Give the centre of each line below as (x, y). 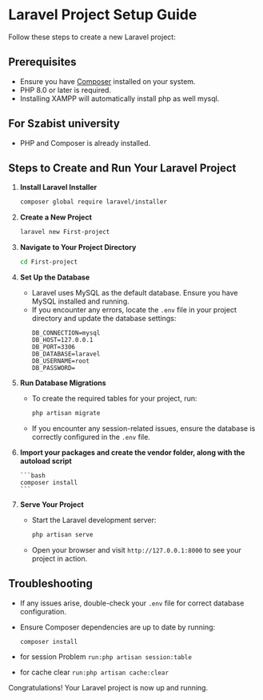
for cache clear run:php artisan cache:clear (94, 672)
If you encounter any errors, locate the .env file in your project (134, 310)
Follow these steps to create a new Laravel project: (92, 37)
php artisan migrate (66, 413)
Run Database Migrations (63, 383)
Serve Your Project (52, 504)
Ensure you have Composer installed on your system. (108, 81)
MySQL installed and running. (80, 301)
